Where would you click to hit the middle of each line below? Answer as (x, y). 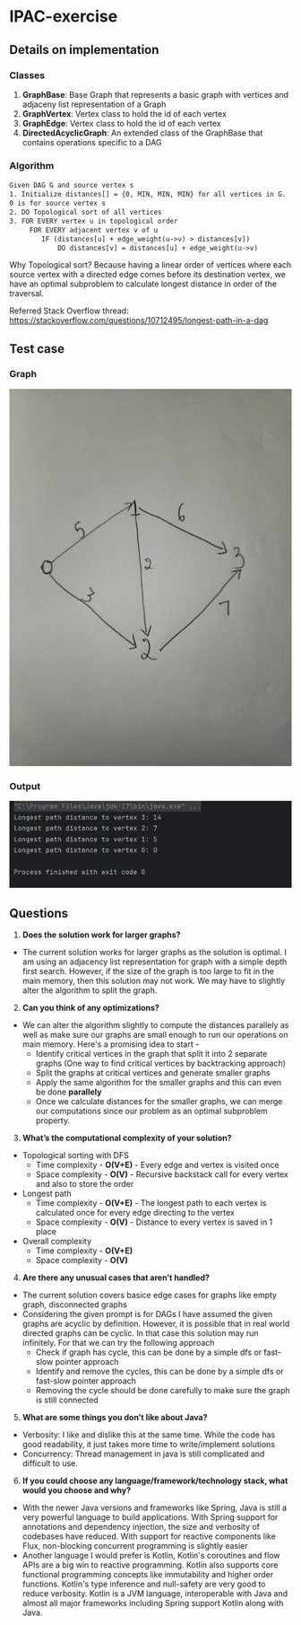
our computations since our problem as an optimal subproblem (152, 1111)
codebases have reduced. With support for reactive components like (149, 1536)
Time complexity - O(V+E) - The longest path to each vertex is (151, 1203)
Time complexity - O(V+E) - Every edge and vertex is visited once (157, 1165)
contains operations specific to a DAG (92, 142)
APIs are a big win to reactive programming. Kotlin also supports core (150, 1565)
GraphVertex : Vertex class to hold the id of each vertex (124, 113)
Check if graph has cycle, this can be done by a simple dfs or (149, 1352)
